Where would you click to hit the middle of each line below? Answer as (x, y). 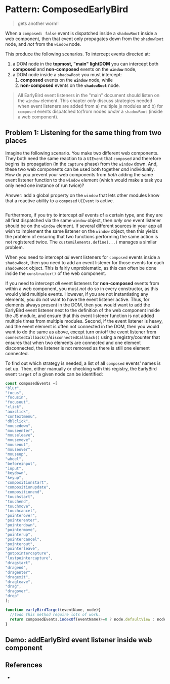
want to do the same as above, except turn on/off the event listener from (81, 332)
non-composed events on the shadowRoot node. (70, 85)
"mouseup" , (17, 454)
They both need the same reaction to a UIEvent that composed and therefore (83, 158)
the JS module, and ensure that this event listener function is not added (80, 316)
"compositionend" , (25, 492)
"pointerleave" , (22, 549)
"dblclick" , (18, 421)
